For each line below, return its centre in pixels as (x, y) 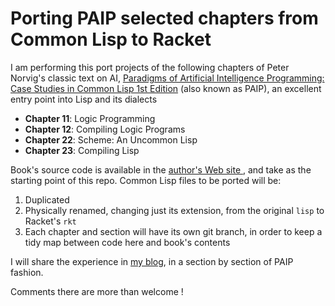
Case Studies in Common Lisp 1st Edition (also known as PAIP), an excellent (166, 88)
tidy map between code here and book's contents (127, 242)
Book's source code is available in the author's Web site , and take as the (161, 169)
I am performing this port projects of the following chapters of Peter (150, 67)
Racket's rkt (50, 221)
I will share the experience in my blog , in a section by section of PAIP (152, 261)
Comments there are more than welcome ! (97, 291)
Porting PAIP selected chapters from (164, 18)
